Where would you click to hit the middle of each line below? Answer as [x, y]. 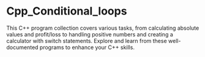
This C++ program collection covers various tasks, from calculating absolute [103, 28]
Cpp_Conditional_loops [67, 11]
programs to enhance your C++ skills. [87, 47]
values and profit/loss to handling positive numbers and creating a [90, 34]
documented [22, 47]
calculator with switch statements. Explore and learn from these [87, 41]
